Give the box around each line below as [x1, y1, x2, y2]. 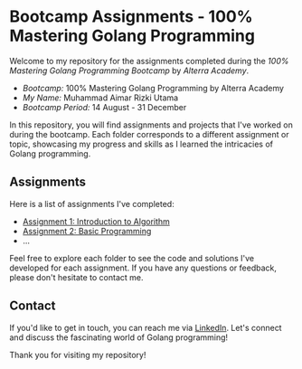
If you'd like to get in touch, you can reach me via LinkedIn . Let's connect [9, 322, 282, 333]
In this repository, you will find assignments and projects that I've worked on [9, 119, 294, 130]
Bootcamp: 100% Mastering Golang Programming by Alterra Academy [22, 82, 285, 93]
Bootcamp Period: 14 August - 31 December [22, 101, 187, 112]
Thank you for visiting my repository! [9, 349, 146, 360]
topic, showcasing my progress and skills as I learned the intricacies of [9, 138, 274, 149]
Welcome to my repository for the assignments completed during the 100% [9, 55, 289, 66]
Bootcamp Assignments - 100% [9, 6, 253, 27]
